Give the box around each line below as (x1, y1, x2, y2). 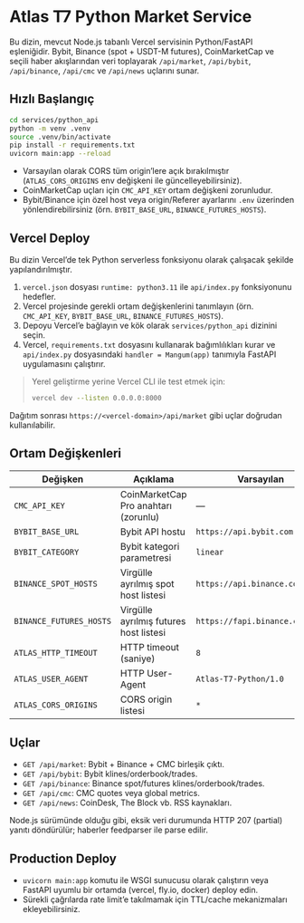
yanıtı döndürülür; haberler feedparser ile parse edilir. (9, 824, 208, 835)
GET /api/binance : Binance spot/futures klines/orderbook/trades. (22, 778, 265, 789)
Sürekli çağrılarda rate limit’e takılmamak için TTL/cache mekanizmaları (22, 894, 288, 905)
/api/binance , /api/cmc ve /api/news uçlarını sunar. (9, 65, 200, 76)
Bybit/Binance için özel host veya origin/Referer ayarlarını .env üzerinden (22, 195, 295, 206)
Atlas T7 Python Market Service (9, 6, 252, 27)
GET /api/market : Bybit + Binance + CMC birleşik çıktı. (22, 759, 224, 770)
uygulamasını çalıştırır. (22, 358, 106, 369)
